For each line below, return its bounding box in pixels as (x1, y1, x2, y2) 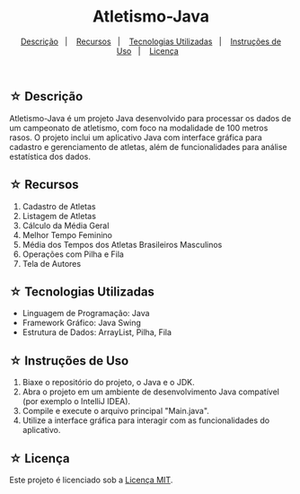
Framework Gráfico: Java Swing (22, 317, 142, 329)
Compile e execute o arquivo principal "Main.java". (22, 406, 209, 417)
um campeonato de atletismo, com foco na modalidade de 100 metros (9, 122, 269, 133)
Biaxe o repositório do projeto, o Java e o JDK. (22, 377, 195, 388)
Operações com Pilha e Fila (22, 249, 124, 260)
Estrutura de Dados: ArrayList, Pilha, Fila (22, 327, 172, 338)
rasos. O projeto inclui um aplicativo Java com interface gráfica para (9, 132, 262, 143)
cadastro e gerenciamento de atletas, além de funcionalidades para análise (9, 141, 287, 152)
